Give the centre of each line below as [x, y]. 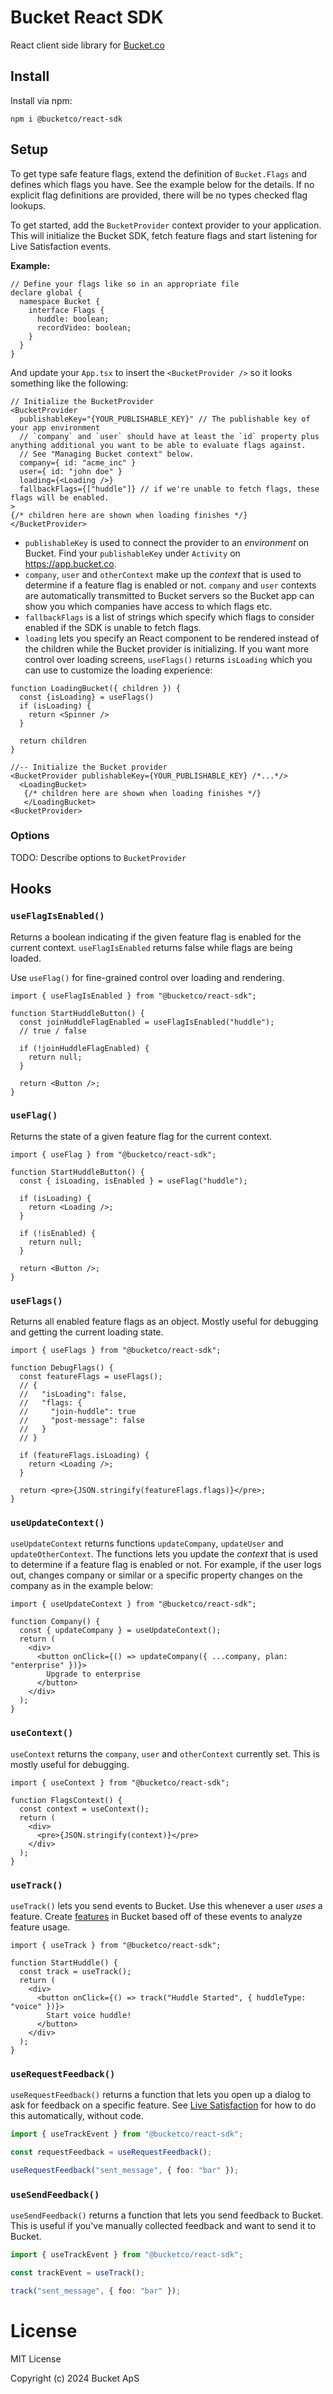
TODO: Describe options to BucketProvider [98, 857]
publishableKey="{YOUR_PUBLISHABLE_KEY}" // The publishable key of [165, 419]
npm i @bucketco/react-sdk [66, 119]
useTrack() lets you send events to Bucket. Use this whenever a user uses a [166, 1906]
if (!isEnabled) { [58, 1233]
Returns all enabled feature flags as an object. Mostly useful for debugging [164, 1322]
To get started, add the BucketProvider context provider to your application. [166, 225]
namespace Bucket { [60, 301]
